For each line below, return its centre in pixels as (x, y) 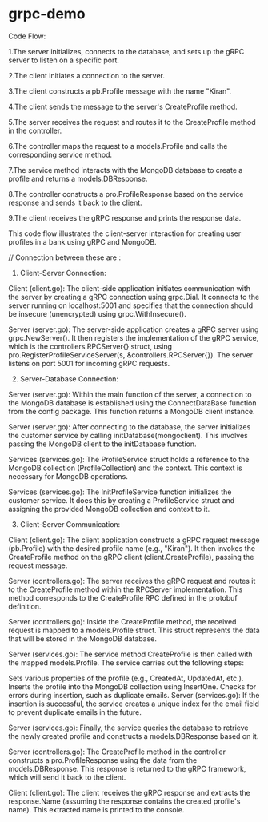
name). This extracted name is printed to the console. (96, 809)
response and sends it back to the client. (75, 202)
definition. (25, 606)
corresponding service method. (60, 154)
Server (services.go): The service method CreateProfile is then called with (131, 654)
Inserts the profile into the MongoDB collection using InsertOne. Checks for (132, 686)
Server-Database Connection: (69, 379)
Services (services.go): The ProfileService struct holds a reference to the (129, 459)
